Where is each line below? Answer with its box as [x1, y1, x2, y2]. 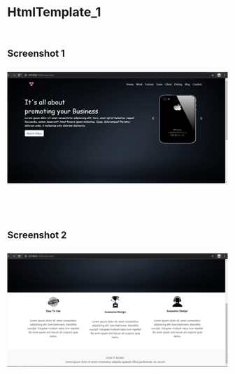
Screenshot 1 [7, 48, 65, 60]
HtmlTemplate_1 [7, 4, 101, 20]
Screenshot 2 [7, 229, 67, 241]
